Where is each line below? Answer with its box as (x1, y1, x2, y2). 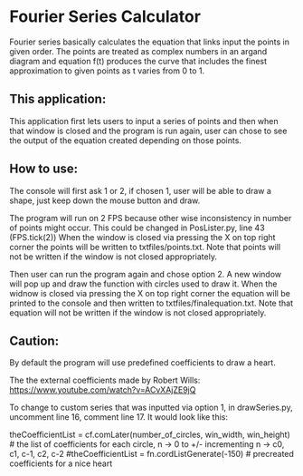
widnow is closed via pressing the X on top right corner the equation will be (9, 287, 291, 298)
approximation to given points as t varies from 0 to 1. (9, 65, 205, 76)
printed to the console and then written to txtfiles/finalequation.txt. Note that (9, 297, 294, 308)
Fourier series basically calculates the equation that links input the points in (9, 36, 289, 47)
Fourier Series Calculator (9, 6, 202, 27)
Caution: (9, 333, 60, 348)
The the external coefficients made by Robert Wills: (9, 374, 201, 386)
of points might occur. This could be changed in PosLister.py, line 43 (9, 222, 265, 233)
